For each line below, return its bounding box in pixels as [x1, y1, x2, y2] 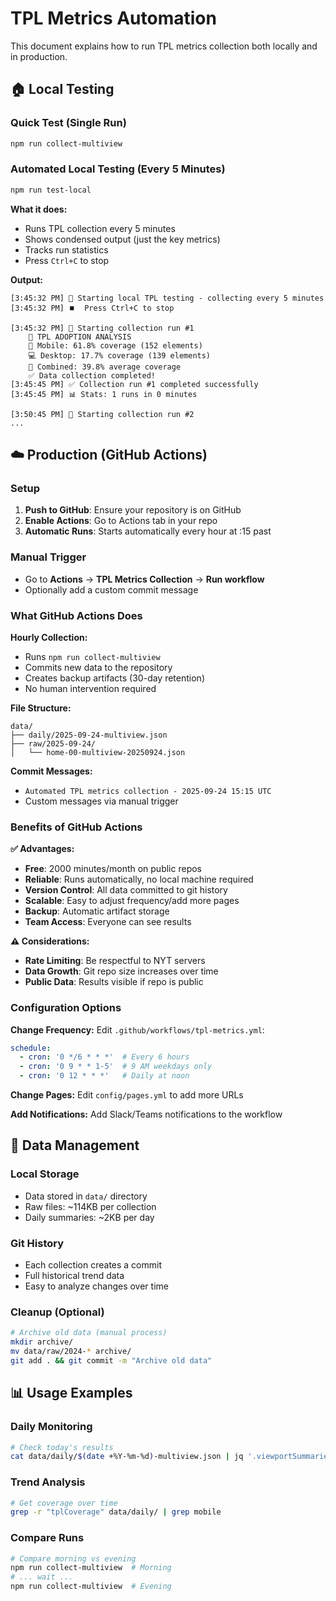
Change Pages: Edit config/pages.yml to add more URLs [10, 1089, 244, 1101]
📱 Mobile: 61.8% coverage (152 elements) [28, 340, 203, 351]
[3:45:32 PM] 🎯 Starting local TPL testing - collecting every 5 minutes [10, 293, 325, 303]
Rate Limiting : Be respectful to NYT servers [24, 955, 206, 967]
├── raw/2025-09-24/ [10, 738, 97, 749]
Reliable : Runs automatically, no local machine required [24, 873, 254, 886]
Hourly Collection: [10, 631, 88, 643]
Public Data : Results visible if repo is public [24, 976, 204, 988]
